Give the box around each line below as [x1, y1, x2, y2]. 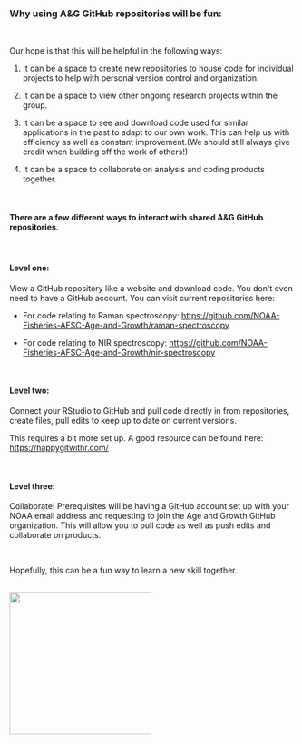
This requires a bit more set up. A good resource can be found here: [9, 432, 264, 443]
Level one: [9, 262, 50, 274]
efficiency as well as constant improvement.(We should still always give [22, 137, 290, 148]
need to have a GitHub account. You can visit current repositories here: [9, 292, 275, 303]
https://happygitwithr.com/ [9, 442, 109, 453]
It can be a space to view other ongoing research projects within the [22, 90, 278, 102]
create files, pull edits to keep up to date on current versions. [9, 415, 238, 426]
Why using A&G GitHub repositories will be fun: [9, 7, 222, 20]
